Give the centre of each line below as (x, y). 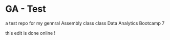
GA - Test (26, 9)
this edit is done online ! (30, 33)
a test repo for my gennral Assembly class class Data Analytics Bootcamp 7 (85, 23)
